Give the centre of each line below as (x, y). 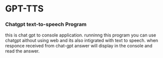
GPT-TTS (24, 9)
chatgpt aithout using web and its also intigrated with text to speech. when (82, 40)
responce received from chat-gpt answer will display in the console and (79, 46)
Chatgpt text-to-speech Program (46, 24)
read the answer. (22, 51)
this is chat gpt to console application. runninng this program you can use (81, 35)
